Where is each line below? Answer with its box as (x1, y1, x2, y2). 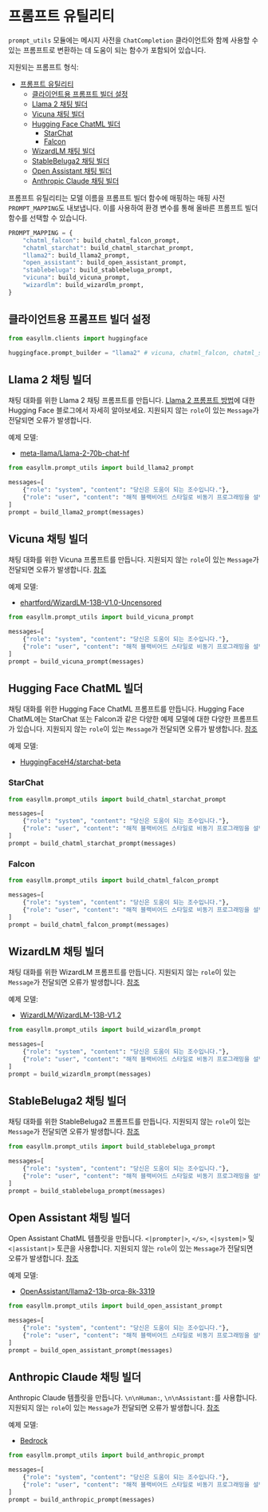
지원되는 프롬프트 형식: (8, 62, 79, 72)
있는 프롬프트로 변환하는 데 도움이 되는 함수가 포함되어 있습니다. (8, 45, 207, 54)
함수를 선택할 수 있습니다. (8, 213, 88, 222)
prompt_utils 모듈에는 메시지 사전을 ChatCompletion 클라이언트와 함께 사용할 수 (8, 35, 259, 45)
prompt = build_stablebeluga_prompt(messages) (8, 1187, 166, 1195)
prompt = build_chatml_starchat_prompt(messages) (8, 839, 177, 847)
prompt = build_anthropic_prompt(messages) (8, 1495, 156, 1503)
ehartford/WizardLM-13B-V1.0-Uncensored (19, 598, 162, 607)
